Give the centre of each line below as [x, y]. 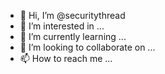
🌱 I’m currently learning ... [73, 36]
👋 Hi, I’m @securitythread [72, 15]
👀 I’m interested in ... [62, 26]
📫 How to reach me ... [66, 58]
